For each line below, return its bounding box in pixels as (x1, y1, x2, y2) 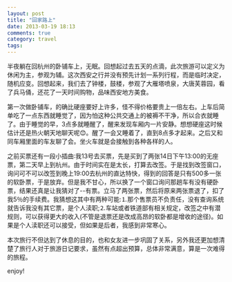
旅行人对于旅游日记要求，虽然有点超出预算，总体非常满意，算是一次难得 (19, 245, 225, 252)
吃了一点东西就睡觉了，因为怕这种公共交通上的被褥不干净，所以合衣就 (12, 111, 213, 120)
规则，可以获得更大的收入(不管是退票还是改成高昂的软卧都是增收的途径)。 (7, 212, 217, 220)
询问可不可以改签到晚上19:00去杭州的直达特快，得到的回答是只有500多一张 (7, 169, 222, 177)
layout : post (7, 10, 45, 17)
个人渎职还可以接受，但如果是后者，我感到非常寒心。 (19, 221, 171, 229)
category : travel (7, 36, 57, 43)
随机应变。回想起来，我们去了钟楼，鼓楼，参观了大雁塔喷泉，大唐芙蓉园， (7, 79, 219, 87)
